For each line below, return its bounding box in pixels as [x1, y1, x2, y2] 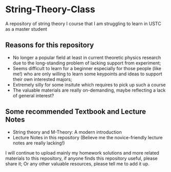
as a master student [5, 26, 48, 32]
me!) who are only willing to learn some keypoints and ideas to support [12, 71, 162, 77]
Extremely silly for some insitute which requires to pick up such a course [12, 81, 166, 88]
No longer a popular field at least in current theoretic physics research [12, 54, 161, 60]
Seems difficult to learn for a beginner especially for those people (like [12, 65, 161, 71]
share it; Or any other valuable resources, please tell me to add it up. [5, 160, 149, 167]
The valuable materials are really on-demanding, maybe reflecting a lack [12, 87, 166, 93]
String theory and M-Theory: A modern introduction [12, 129, 122, 135]
